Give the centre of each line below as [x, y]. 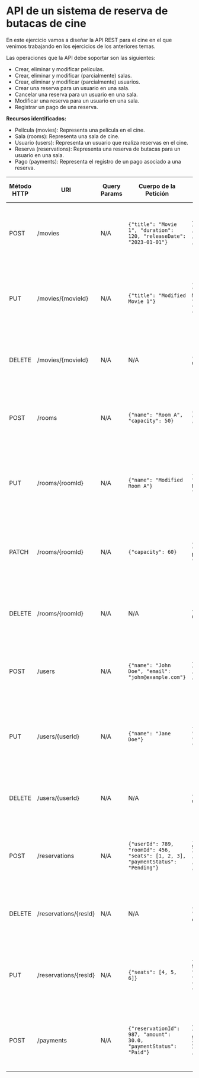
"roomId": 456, [150, 850]
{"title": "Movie [153, 224]
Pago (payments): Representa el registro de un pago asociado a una [98, 161]
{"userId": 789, [151, 844]
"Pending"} [143, 867]
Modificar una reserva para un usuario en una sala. [77, 101]
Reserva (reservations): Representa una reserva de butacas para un [97, 149]
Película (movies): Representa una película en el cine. [80, 130]
